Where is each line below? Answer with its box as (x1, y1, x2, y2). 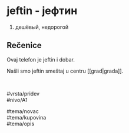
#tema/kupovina (6, 114, 47, 121)
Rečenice (6, 40, 42, 50)
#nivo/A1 (6, 96, 28, 103)
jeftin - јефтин (6, 4, 78, 18)
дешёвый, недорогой (15, 23, 69, 30)
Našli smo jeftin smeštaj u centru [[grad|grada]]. (6, 67, 124, 74)
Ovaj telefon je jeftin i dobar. (6, 56, 75, 63)
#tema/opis (6, 120, 35, 127)
